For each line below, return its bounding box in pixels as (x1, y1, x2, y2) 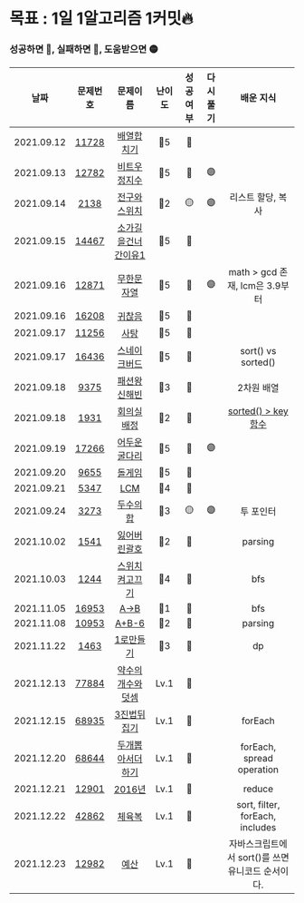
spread (242, 752, 273, 765)
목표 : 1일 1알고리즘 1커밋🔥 (9, 8, 194, 29)
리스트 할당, (229, 191, 277, 204)
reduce (242, 782, 274, 795)
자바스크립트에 (229, 838, 288, 850)
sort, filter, (236, 799, 280, 811)
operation (237, 763, 279, 776)
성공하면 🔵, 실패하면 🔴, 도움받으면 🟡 (9, 43, 158, 55)
